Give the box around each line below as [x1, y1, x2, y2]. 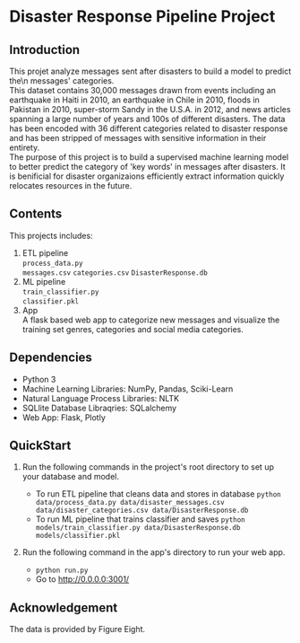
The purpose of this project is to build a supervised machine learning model [9, 152, 289, 163]
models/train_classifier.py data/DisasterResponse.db [35, 524, 241, 533]
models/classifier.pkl [35, 532, 121, 541]
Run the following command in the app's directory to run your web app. [21, 547, 286, 558]
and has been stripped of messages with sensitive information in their [9, 133, 267, 143]
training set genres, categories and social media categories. [21, 323, 244, 334]
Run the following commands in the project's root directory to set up [21, 462, 275, 472]
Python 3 [21, 374, 56, 384]
